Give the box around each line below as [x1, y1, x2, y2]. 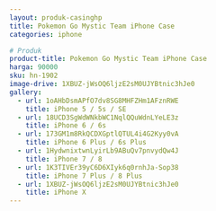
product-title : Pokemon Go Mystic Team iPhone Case [9, 55, 207, 64]
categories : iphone [9, 30, 83, 39]
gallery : [9, 87, 42, 97]
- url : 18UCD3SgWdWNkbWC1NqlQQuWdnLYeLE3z [17, 113, 179, 122]
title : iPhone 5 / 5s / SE [25, 104, 127, 113]
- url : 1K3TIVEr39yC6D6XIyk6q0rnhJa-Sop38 [17, 163, 179, 171]
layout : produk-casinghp [9, 13, 103, 22]
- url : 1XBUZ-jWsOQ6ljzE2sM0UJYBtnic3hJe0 [17, 180, 179, 189]
